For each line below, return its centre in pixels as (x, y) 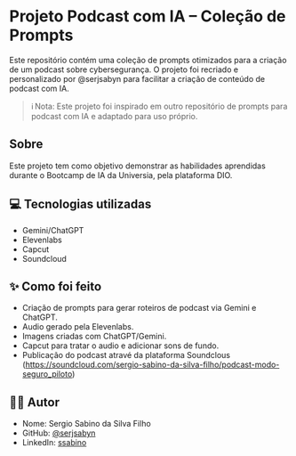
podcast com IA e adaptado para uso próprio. (114, 116)
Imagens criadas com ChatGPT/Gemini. (94, 337)
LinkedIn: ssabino (54, 443)
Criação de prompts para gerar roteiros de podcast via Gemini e (139, 308)
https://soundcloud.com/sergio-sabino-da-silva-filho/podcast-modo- (152, 365)
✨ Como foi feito (56, 286)
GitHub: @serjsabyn (59, 433)
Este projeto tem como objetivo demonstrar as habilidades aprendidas (138, 166)
